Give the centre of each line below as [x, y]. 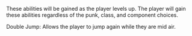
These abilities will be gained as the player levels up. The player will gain [96, 9]
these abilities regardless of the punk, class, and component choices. [92, 15]
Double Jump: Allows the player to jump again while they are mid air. [91, 27]
